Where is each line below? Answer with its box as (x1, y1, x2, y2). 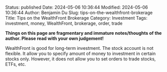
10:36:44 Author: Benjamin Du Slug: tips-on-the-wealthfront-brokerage (5, 10, 153, 16)
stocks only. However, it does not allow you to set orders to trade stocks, (5, 56, 156, 62)
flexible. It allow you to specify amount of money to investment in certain (5, 50, 156, 56)
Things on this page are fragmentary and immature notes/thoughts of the (5, 30, 162, 36)
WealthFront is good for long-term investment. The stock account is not (5, 45, 154, 51)
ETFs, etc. (5, 61, 26, 67)
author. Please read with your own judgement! (5, 35, 104, 41)
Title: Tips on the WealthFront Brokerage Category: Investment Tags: (5, 15, 147, 21)
